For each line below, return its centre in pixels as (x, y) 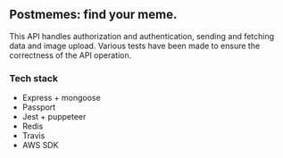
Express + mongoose (61, 98)
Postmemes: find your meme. (93, 15)
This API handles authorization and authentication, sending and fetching (142, 36)
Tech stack (33, 78)
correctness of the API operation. (71, 55)
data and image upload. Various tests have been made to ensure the (135, 46)
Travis (33, 136)
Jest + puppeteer (54, 117)
